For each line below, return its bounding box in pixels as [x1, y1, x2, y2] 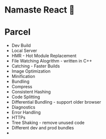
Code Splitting [11, 94, 40, 100]
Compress [11, 84, 32, 90]
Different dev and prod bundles [11, 125, 74, 131]
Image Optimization [11, 68, 51, 74]
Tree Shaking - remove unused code [11, 120, 85, 125]
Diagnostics [11, 104, 36, 110]
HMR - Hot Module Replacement [11, 53, 77, 59]
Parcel [4, 27, 31, 38]
